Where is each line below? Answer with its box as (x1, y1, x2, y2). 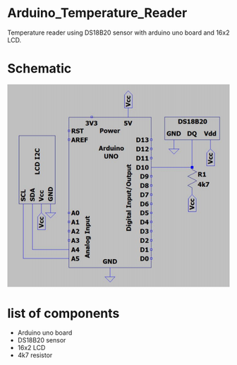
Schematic (7, 61, 72, 77)
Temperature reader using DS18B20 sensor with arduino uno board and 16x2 (7, 28, 230, 37)
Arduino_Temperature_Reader (7, 5, 188, 21)
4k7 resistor (17, 351, 53, 359)
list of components (7, 305, 120, 321)
